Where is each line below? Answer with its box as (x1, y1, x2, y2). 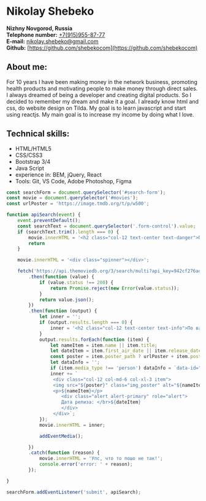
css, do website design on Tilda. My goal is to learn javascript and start (6, 104, 186, 112)
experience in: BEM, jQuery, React (15, 170, 102, 178)
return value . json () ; (39, 296, 95, 303)
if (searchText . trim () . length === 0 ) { (17, 229, 120, 235)
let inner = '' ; (39, 314, 81, 320)
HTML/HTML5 (15, 145, 52, 152)
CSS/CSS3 (15, 151, 43, 159)
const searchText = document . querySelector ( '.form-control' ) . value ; (17, 223, 196, 229)
